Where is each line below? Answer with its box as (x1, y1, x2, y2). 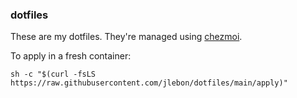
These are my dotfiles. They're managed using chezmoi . (10, 31, 243, 43)
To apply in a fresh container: (10, 50, 132, 62)
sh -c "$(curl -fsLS (10, 69, 97, 80)
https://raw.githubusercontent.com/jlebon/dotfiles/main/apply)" (10, 78, 288, 88)
